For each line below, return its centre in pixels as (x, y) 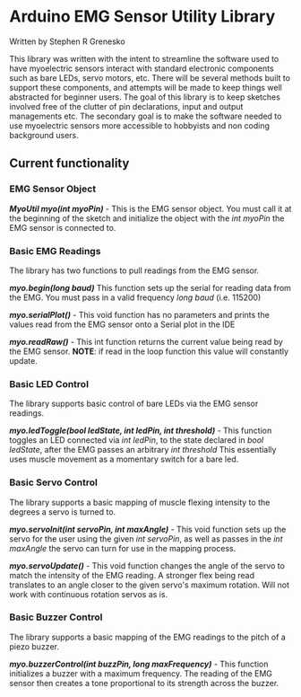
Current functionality (69, 163)
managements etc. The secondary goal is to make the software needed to (146, 116)
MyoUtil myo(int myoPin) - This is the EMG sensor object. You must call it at (150, 208)
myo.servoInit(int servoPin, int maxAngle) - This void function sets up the (148, 529)
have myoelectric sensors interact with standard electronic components (142, 68)
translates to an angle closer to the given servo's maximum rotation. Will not (149, 585)
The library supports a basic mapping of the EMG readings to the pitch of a (148, 637)
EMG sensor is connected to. (63, 227)
